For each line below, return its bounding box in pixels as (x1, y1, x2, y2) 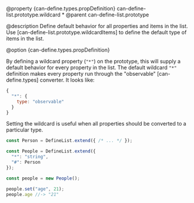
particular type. (6, 126, 44, 134)
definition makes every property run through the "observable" (6, 70, 156, 77)
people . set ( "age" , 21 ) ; (6, 186, 65, 192)
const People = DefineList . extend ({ (6, 148, 96, 154)
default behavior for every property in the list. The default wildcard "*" (6, 64, 178, 71)
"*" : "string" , (11, 154, 49, 160)
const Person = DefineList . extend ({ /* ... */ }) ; (6, 138, 133, 144)
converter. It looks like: (39, 76, 95, 83)
